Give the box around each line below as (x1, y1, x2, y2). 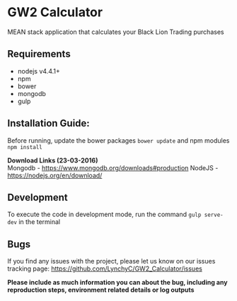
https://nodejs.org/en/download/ (7, 171, 103, 179)
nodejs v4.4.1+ (17, 66, 60, 75)
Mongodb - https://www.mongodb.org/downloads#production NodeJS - (7, 163, 219, 172)
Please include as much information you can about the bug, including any (7, 278, 228, 287)
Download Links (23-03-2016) (7, 156, 98, 165)
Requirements (7, 48, 71, 60)
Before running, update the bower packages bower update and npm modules (7, 136, 230, 145)
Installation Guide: (7, 117, 90, 129)
